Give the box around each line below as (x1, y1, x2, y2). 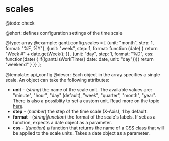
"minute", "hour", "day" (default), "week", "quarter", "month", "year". (12, 92, 157, 98)
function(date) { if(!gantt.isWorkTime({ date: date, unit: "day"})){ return (5, 56, 154, 62)
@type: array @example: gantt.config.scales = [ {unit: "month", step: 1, (5, 39, 154, 46)
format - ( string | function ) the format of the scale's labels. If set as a (12, 113, 156, 120)
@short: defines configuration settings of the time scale (5, 30, 123, 36)
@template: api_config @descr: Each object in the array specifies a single (5, 71, 160, 77)
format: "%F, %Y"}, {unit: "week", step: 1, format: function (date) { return (5, 45, 158, 51)
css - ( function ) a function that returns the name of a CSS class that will (12, 125, 164, 131)
